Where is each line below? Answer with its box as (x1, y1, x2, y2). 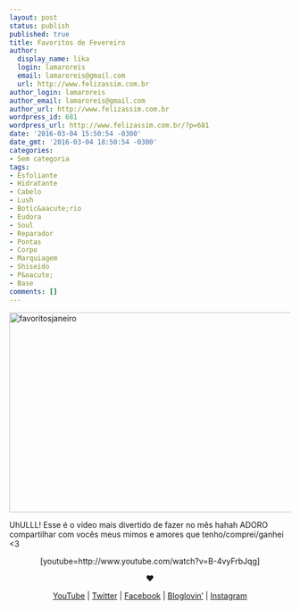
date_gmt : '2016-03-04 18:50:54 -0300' (9, 138, 158, 146)
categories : (9, 146, 54, 155)
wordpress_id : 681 (9, 113, 78, 121)
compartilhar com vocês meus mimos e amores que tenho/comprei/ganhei (9, 529, 284, 539)
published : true (9, 29, 70, 38)
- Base (9, 279, 34, 288)
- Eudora (9, 212, 42, 221)
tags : (9, 163, 29, 171)
